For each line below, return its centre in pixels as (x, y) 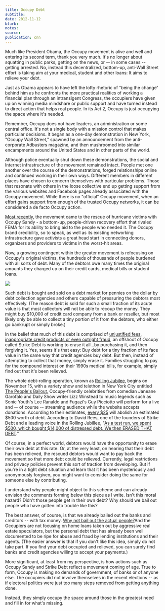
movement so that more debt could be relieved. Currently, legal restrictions (82, 459)
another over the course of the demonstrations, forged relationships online (81, 170)
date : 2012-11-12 (23, 19)
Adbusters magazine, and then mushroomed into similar (83, 145)
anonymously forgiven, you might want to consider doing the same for (77, 474)
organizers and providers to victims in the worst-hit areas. (64, 243)
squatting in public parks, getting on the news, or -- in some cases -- (75, 62)
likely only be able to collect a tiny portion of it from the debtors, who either (82, 319)
